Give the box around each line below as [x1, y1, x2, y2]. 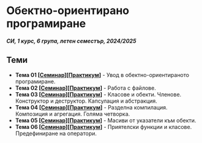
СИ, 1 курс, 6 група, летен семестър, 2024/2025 [6, 37, 137, 45]
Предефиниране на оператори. [15, 130, 97, 137]
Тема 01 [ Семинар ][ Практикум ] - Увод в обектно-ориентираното [15, 71, 190, 78]
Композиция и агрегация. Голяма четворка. [15, 110, 130, 117]
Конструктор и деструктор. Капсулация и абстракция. [15, 97, 157, 105]
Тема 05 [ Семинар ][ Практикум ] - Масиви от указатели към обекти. [15, 117, 196, 124]
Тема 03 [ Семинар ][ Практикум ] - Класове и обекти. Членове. [15, 90, 182, 98]
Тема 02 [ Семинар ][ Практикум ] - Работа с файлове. [15, 84, 156, 92]
